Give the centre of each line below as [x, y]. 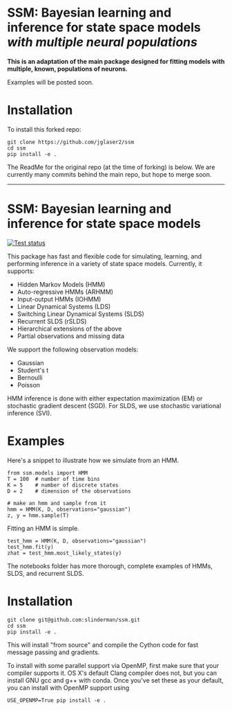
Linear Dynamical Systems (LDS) [64, 306]
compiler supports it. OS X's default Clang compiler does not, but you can [112, 673]
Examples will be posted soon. [50, 82]
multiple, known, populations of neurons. [68, 69]
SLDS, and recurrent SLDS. [46, 573]
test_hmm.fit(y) [30, 547]
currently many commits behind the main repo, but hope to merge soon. [109, 174]
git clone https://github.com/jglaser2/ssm [71, 142]
